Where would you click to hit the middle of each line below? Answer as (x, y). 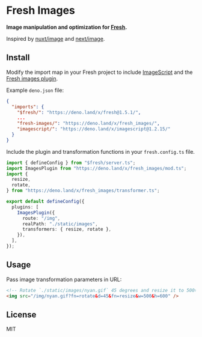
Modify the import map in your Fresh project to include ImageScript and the (99, 72)
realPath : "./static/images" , (60, 224)
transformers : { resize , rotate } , (67, 229)
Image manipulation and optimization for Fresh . (67, 27)
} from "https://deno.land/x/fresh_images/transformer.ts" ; (83, 191)
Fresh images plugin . (32, 78)
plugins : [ (25, 207)
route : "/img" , (41, 218)
